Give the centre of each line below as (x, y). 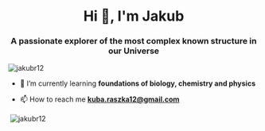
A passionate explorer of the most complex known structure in (134, 41)
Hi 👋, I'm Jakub (134, 16)
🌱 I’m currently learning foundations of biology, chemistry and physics (138, 83)
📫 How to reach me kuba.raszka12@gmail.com (99, 99)
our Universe (134, 51)
